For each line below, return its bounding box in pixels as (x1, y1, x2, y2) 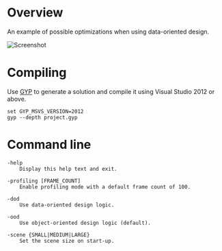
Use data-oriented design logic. (19, 201, 115, 208)
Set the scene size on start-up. (19, 237, 115, 244)
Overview (7, 5, 64, 21)
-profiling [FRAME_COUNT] (7, 177, 81, 184)
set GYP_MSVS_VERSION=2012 (7, 108, 84, 115)
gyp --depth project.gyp (7, 114, 78, 121)
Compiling (7, 65, 67, 80)
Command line (7, 137, 92, 152)
